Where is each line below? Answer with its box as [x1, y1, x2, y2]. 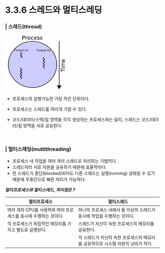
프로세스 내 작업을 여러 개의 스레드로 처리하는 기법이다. [12, 158, 117, 164]
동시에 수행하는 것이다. [20, 213, 64, 219]
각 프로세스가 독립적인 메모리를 [7, 221, 66, 226]
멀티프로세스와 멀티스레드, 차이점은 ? [5, 187, 76, 193]
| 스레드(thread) [5, 23, 42, 30]
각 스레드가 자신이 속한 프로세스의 [78, 234, 142, 241]
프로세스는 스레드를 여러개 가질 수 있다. [12, 106, 87, 112]
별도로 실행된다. [16, 226, 47, 232]
